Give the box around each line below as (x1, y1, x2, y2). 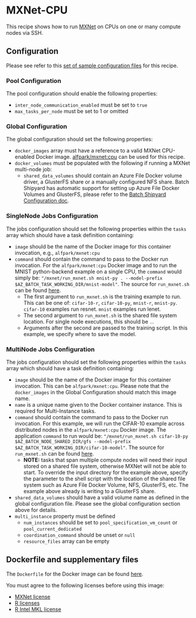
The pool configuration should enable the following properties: (6, 90, 158, 97)
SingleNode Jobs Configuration (6, 212, 98, 220)
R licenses (14, 599, 40, 606)
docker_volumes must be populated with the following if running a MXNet (14, 160, 190, 167)
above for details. (14, 506, 57, 513)
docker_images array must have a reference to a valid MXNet (14, 147, 161, 154)
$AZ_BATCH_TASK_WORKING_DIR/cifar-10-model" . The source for (14, 444, 165, 451)
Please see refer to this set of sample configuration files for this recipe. (6, 62, 178, 69)
